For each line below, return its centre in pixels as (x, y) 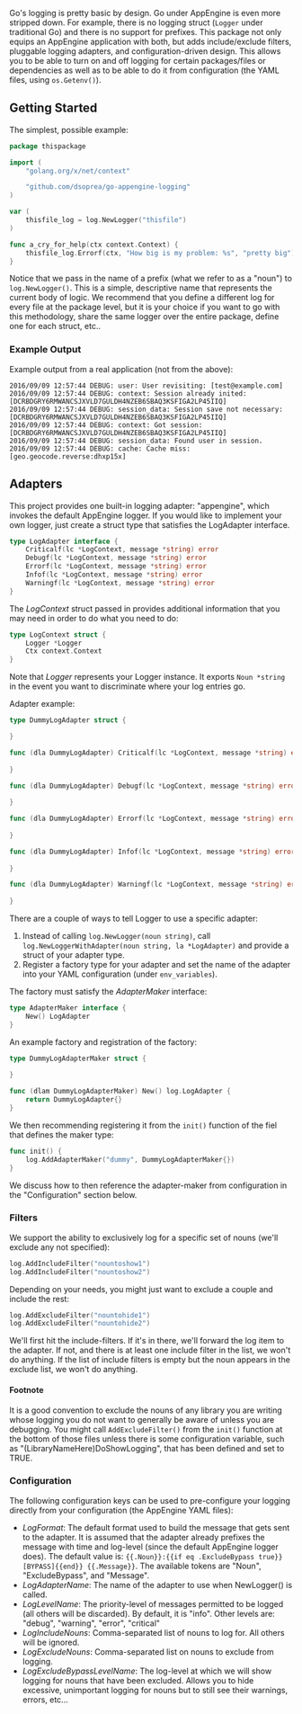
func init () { (36, 1151)
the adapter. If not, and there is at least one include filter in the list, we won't (150, 1350)
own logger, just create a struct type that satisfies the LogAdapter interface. (150, 524)
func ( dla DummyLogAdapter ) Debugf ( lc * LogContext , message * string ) (142, 786)
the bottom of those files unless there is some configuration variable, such (147, 1439)
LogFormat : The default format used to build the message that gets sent (156, 1527)
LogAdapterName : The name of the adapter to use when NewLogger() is (157, 1585)
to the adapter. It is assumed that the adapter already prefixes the (143, 1537)
